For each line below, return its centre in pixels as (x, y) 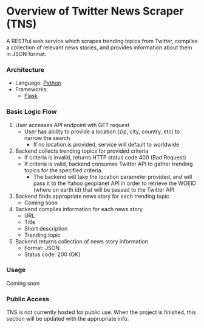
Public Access (28, 299)
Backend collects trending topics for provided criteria (82, 151)
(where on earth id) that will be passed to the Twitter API (104, 189)
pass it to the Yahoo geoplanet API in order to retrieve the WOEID (114, 183)
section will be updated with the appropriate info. (68, 319)
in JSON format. (26, 54)
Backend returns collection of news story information (82, 241)
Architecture (25, 69)
